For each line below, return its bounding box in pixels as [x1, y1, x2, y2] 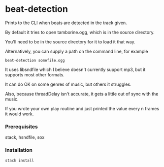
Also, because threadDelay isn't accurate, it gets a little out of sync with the [5, 91, 159, 97]
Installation [5, 147, 33, 154]
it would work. [5, 111, 34, 117]
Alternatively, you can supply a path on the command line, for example [5, 48, 148, 54]
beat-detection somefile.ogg [5, 58, 65, 63]
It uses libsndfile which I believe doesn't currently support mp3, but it [5, 67, 146, 72]
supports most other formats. [5, 71, 65, 77]
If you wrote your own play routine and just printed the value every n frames [5, 105, 159, 111]
